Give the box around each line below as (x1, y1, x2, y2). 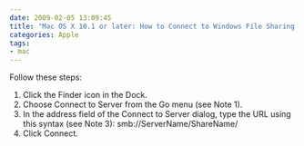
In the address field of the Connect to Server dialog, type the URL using (22, 109, 291, 120)
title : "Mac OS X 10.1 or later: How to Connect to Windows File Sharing (9, 22, 296, 31)
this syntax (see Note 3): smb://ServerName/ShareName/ (22, 119, 238, 130)
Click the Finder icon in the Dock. (22, 90, 148, 101)
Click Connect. (22, 128, 79, 139)
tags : (9, 38, 30, 48)
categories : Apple (9, 30, 79, 39)
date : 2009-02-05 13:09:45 (9, 13, 112, 23)
